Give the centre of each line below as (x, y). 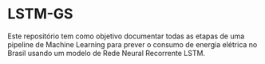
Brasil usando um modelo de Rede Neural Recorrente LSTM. (106, 53)
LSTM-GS (40, 14)
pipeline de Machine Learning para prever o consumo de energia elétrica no (132, 44)
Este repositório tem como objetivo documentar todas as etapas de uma (126, 36)
